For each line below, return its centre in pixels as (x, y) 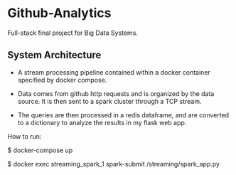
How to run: (25, 136)
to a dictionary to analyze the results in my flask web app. (102, 122)
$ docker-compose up (40, 150)
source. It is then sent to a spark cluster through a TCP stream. (109, 101)
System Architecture (54, 55)
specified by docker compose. (62, 80)
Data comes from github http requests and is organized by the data (116, 93)
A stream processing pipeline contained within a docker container (114, 72)
